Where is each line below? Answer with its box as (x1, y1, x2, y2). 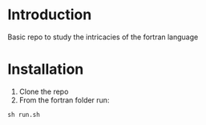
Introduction (7, 6, 92, 24)
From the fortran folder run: (18, 95, 110, 105)
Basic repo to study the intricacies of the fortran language (7, 32, 199, 42)
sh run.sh (7, 111, 41, 119)
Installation (7, 60, 84, 79)
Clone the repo (18, 87, 69, 96)
